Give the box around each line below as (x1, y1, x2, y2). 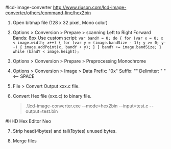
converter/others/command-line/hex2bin (5, 10, 91, 16)
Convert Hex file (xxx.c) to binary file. (12, 93, 92, 99)
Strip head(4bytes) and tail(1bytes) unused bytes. (12, 128, 117, 134)
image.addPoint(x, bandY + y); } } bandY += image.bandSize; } (24, 45, 162, 50)
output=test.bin (25, 108, 58, 114)
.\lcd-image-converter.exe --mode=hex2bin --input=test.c (25, 103, 149, 109)
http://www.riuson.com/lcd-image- (53, 5, 127, 10)
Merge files (12, 138, 37, 144)
